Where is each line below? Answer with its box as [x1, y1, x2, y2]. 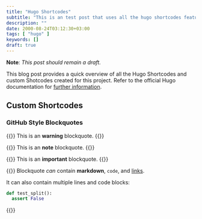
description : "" [6, 20, 47, 26]
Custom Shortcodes [6, 100, 83, 111]
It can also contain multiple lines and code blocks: [6, 178, 130, 186]
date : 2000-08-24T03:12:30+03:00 [6, 25, 90, 32]
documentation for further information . [6, 83, 102, 90]
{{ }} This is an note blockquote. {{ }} [6, 143, 95, 151]
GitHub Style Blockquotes [6, 118, 83, 127]
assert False [11, 196, 44, 202]
